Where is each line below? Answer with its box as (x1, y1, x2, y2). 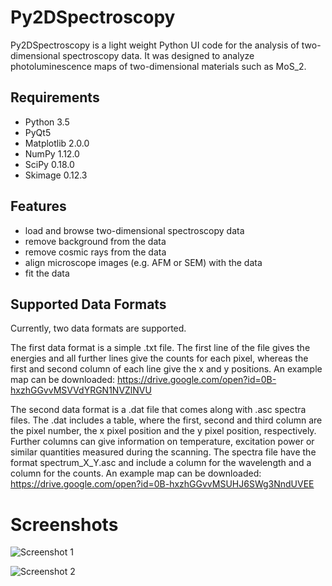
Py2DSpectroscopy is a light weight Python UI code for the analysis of (10, 39, 300, 51)
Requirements (10, 89, 100, 106)
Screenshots (10, 513, 119, 536)
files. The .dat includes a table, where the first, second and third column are (10, 414, 323, 426)
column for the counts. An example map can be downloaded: (10, 467, 262, 480)
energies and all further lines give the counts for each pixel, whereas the (10, 352, 309, 365)
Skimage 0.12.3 (24, 169, 88, 181)
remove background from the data (24, 235, 167, 247)
